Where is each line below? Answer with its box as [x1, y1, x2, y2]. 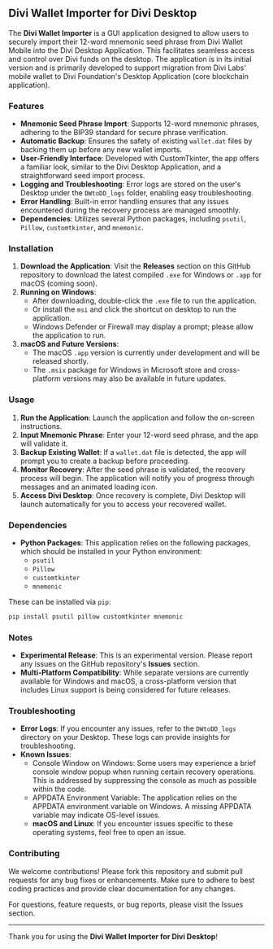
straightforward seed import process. [19, 171, 145, 181]
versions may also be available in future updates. [62, 374, 227, 383]
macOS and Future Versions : [19, 339, 119, 349]
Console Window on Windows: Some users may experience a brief [32, 759, 256, 768]
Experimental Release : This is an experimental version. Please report [19, 650, 253, 660]
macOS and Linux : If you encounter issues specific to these [32, 819, 233, 829]
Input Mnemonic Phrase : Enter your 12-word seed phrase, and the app [19, 430, 258, 440]
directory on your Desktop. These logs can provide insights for [19, 733, 230, 742]
